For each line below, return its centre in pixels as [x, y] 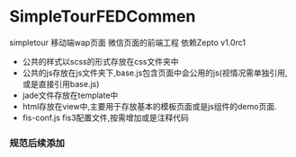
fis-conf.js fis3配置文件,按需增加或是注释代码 [105, 118]
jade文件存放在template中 [70, 95]
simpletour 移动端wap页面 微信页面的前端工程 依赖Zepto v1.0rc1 [127, 42]
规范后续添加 [37, 143]
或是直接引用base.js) [61, 83]
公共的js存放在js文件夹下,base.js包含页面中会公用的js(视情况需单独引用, [155, 73]
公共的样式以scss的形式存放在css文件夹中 [100, 61]
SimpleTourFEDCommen [103, 17]
